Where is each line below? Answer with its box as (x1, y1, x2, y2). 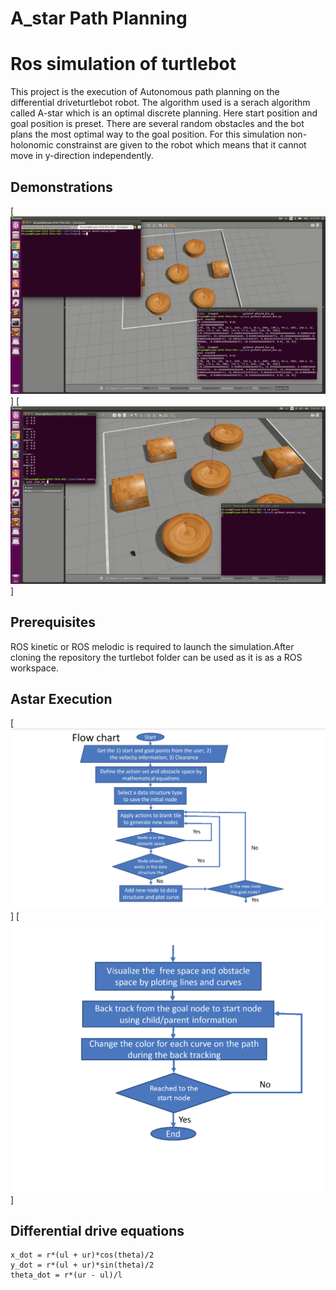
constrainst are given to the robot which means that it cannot (55, 139, 307, 151)
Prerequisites (10, 614, 96, 631)
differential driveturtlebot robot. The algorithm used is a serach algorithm (10, 97, 311, 109)
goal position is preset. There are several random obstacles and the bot (10, 118, 305, 130)
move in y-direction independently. (10, 150, 154, 162)
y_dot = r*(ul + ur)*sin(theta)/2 (10, 1260, 155, 1271)
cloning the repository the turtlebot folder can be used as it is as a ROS (10, 651, 303, 663)
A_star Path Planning (10, 7, 188, 30)
